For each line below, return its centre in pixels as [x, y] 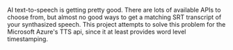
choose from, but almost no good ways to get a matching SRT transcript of [114, 17]
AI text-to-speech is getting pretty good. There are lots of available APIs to [114, 10]
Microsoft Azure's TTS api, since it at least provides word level [97, 32]
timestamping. [28, 39]
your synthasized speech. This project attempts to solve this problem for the [116, 24]
